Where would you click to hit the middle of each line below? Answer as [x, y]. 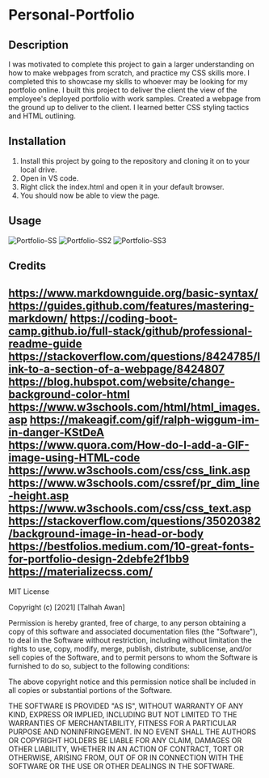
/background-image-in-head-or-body [106, 534]
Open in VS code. [49, 178]
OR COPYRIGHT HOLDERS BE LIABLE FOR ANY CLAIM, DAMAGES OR [125, 740]
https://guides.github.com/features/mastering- [131, 306]
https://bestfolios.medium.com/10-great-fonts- [131, 547]
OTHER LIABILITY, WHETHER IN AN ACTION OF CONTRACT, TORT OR [126, 749]
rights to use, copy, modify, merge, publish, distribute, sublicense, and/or [130, 648]
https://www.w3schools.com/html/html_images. [134, 407]
